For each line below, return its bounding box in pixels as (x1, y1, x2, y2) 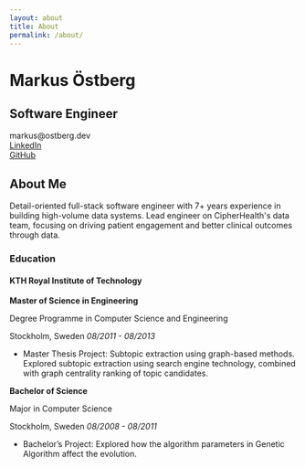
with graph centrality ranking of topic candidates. (22, 367, 208, 379)
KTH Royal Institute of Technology (9, 275, 142, 286)
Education (9, 252, 57, 265)
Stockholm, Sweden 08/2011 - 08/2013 (9, 331, 155, 342)
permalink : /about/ (9, 30, 84, 39)
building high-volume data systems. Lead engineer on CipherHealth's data (9, 210, 290, 221)
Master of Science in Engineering (9, 295, 139, 306)
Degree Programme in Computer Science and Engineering (9, 313, 228, 324)
